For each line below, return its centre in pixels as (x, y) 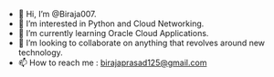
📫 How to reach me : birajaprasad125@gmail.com (112, 63)
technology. (41, 53)
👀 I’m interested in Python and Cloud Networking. (111, 24)
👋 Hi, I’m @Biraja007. (58, 14)
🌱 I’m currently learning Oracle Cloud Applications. (113, 33)
